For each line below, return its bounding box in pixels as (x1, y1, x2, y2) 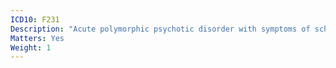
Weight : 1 (10, 42, 52, 53)
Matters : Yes (10, 33, 65, 43)
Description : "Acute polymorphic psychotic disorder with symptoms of (10, 24, 311, 34)
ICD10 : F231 (10, 14, 60, 25)
